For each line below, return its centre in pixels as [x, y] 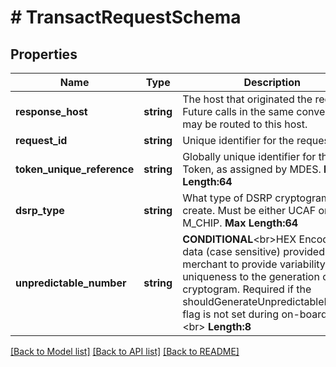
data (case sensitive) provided [253, 251]
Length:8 [230, 326]
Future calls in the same [238, 111]
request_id [41, 140]
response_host [51, 111]
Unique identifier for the [238, 140]
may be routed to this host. [245, 124]
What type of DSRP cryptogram [256, 198]
